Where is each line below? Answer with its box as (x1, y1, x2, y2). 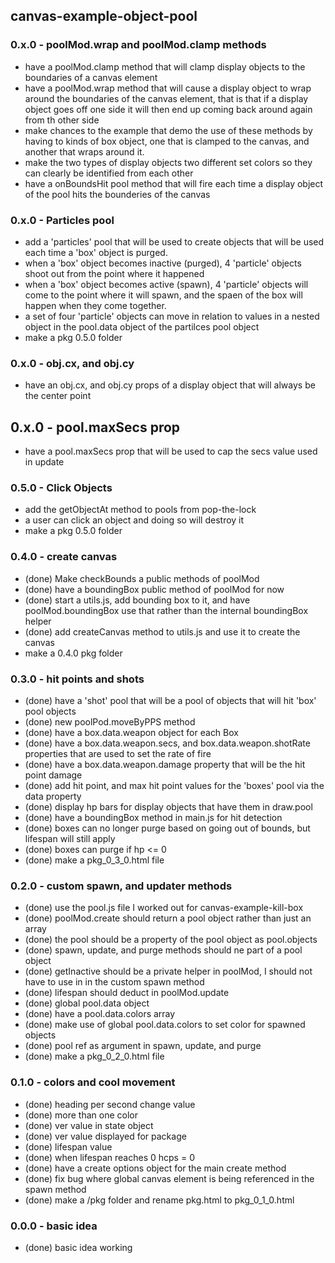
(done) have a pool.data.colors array (24, 1008, 176, 1020)
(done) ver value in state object (24, 1119, 154, 1131)
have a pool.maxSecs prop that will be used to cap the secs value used (24, 445, 318, 458)
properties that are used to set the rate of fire (24, 747, 212, 759)
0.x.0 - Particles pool (10, 213, 115, 227)
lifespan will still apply (24, 832, 116, 844)
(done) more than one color (24, 1109, 138, 1121)
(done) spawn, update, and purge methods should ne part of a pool (24, 944, 303, 956)
